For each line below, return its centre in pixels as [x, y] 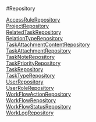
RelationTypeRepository [34, 38]
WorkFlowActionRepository [39, 94]
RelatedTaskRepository [34, 32]
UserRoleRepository [30, 88]
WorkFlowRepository [31, 100]
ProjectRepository [28, 26]
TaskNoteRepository [31, 57]
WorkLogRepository [30, 113]
